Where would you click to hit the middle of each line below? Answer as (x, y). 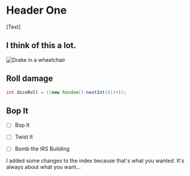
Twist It (24, 137)
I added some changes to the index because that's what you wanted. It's (95, 161)
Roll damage (30, 79)
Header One (37, 10)
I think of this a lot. (41, 45)
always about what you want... (43, 167)
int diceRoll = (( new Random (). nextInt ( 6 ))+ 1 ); (66, 92)
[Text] (13, 27)
